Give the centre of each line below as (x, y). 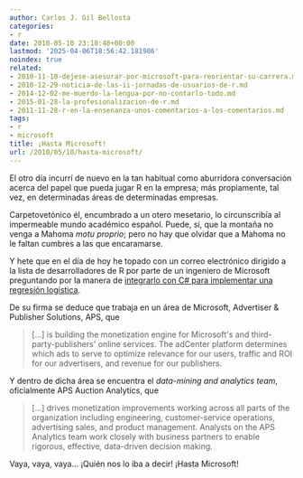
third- (262, 334)
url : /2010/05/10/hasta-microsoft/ (76, 152)
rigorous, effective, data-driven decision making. (122, 446)
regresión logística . (45, 289)
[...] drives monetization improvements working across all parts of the (161, 408)
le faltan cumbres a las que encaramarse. (87, 243)
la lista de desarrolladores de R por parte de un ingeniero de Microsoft (140, 270)
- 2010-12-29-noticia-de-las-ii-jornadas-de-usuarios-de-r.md (129, 85)
